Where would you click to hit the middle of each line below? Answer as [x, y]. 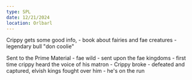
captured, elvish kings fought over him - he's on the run [75, 71]
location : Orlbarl [29, 23]
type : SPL [19, 12]
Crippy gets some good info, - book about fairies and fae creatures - [91, 40]
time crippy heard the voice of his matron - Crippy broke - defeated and [96, 64]
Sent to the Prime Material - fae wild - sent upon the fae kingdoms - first [96, 58]
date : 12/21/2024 [28, 17]
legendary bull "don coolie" [40, 46]
